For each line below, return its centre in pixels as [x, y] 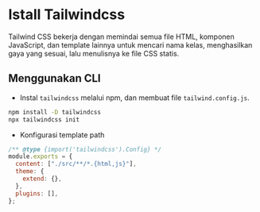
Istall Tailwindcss [67, 15]
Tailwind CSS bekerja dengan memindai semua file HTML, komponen [121, 37]
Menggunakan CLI [54, 78]
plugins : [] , [37, 193]
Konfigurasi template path [62, 135]
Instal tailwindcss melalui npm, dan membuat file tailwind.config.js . [135, 98]
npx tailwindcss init [44, 119]
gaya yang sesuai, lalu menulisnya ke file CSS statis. [94, 53]
